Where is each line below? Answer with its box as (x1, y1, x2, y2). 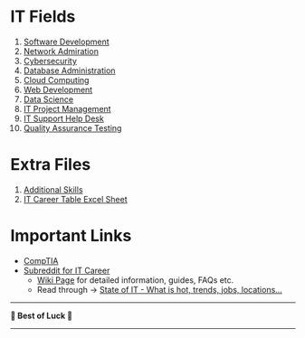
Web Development (23, 84, 93, 95)
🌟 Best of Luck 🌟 (10, 310, 73, 321)
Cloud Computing (23, 74, 90, 85)
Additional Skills (23, 183, 84, 195)
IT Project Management (23, 103, 111, 114)
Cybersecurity (23, 55, 78, 66)
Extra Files (10, 155, 91, 175)
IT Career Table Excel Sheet (23, 193, 128, 204)
